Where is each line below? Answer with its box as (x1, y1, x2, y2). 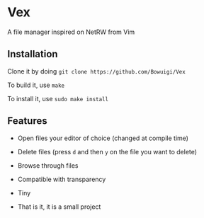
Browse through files (17, 161, 79, 170)
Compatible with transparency (17, 175, 106, 183)
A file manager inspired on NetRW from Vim (7, 28, 135, 36)
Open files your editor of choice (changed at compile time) (17, 134, 189, 142)
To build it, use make (7, 81, 65, 89)
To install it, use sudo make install (7, 94, 108, 103)
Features (7, 115, 47, 127)
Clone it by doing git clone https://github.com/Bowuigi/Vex (7, 67, 186, 75)
